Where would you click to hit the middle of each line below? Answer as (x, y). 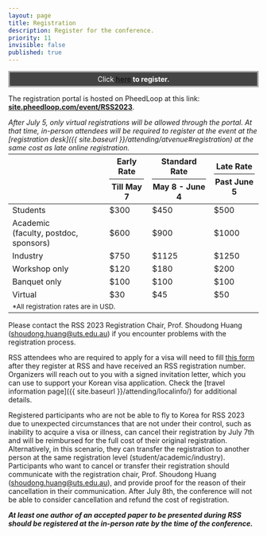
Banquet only (37, 282)
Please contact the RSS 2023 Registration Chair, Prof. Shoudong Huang (125, 325)
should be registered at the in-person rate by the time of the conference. (131, 523)
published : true (35, 52)
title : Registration (43, 23)
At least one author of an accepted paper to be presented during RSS (125, 515)
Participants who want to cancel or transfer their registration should (119, 466)
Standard (179, 161)
